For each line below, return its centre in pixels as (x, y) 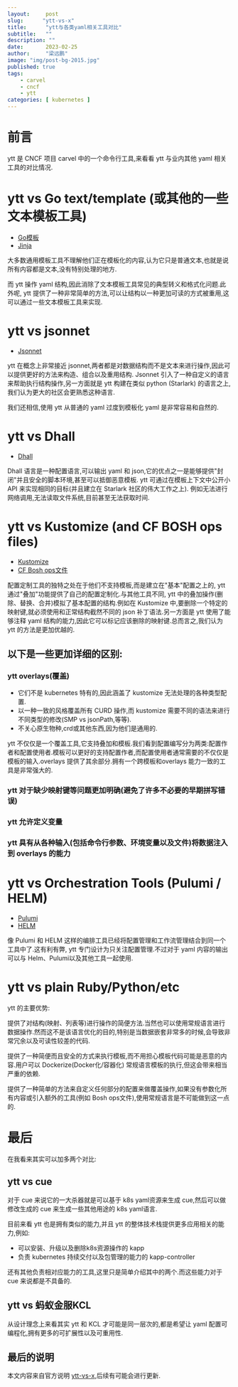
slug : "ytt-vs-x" (41, 21)
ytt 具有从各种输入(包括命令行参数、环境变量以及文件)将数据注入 (118, 843)
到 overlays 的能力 (39, 854)
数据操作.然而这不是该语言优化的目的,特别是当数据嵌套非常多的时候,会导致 (116, 1032)
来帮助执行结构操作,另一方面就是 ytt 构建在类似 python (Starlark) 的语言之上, (119, 383)
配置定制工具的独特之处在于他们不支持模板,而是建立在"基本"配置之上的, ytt (117, 585)
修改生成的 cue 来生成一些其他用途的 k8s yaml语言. (82, 1208)
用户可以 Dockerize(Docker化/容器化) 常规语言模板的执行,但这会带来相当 (121, 1065)
